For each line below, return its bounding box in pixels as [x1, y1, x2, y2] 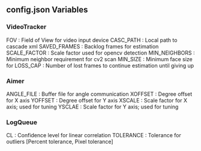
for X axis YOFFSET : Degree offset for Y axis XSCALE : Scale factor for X [6, 96, 188, 104]
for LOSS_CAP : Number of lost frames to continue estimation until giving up [6, 62, 194, 69]
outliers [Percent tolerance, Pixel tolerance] [6, 138, 113, 146]
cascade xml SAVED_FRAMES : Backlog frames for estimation [6, 43, 159, 50]
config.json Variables [6, 5, 88, 15]
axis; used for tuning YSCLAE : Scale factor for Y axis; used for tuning [6, 103, 179, 110]
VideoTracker [6, 23, 47, 31]
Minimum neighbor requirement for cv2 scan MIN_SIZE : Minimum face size [6, 55, 193, 62]
